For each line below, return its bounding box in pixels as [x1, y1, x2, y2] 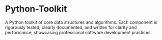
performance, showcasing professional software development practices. [5, 29, 152, 35]
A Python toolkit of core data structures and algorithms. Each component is [5, 19, 158, 25]
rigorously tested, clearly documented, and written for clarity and [5, 24, 137, 30]
